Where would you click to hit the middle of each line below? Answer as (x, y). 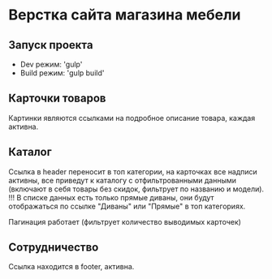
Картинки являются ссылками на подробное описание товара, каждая (132, 118)
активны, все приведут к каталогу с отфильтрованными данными (123, 180)
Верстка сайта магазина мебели (125, 15)
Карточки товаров (57, 99)
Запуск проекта (51, 45)
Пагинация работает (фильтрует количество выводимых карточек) (125, 221)
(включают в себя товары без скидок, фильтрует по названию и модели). (136, 189)
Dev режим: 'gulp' (51, 64)
